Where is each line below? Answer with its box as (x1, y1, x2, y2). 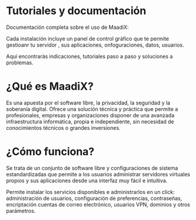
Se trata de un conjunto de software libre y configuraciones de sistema (6, 164, 178, 172)
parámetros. (6, 207, 36, 214)
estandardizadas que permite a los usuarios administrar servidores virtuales (6, 170, 190, 178)
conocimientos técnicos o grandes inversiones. (6, 124, 121, 131)
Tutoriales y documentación (6, 4, 147, 18)
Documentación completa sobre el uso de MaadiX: (6, 24, 129, 31)
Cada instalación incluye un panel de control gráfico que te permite (6, 35, 170, 42)
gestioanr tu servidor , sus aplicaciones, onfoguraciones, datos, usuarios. (6, 41, 184, 48)
